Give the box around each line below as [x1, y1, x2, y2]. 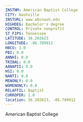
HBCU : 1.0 [5, 45, 26, 50]
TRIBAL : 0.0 [5, 59, 30, 65]
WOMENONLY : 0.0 [5, 83, 37, 88]
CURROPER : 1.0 [5, 93, 35, 98]
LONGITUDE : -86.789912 [5, 41, 53, 46]
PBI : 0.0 [5, 50, 24, 55]
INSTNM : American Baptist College [5, 7, 78, 13]
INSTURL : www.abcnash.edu [5, 17, 60, 22]
